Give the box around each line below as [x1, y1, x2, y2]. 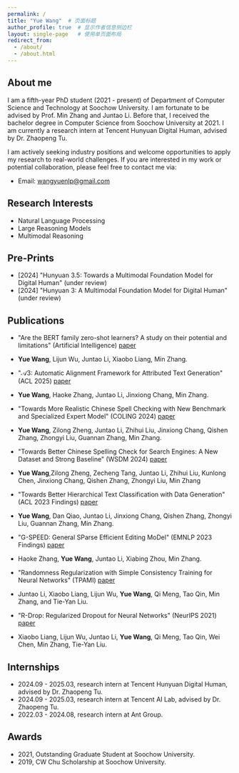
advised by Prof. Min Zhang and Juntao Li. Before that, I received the [7, 111, 210, 119]
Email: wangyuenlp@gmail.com [17, 176, 111, 185]
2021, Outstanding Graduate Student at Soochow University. [17, 749, 195, 758]
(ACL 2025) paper [17, 376, 71, 386]
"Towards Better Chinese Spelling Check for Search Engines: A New [17, 447, 218, 456]
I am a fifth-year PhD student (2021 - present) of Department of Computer [7, 96, 225, 104]
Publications [7, 314, 65, 326]
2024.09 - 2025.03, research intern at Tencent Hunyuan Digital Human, [17, 679, 228, 688]
